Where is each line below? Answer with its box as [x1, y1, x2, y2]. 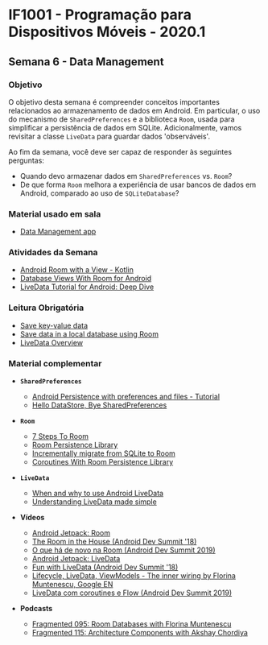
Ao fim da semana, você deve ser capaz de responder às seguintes [8, 147, 232, 156]
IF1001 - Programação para [8, 6, 192, 24]
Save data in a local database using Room [19, 329, 159, 339]
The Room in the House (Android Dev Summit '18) [31, 537, 197, 547]
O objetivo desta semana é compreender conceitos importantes [8, 97, 220, 106]
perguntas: [8, 155, 44, 165]
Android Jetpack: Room [31, 528, 111, 538]
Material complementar [8, 358, 102, 369]
